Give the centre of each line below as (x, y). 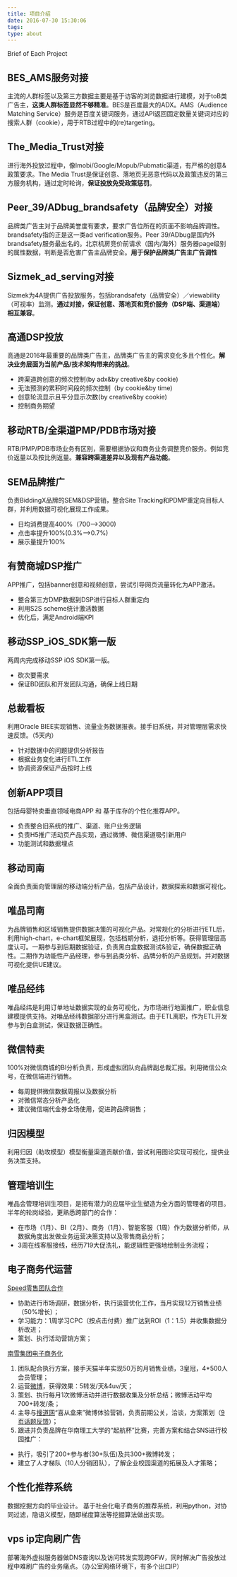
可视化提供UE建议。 (36, 964)
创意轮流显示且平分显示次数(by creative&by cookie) (92, 397)
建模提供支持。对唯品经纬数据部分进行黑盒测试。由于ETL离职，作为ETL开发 (117, 1016)
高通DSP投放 (35, 337)
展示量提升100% (41, 541)
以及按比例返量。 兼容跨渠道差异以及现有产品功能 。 (100, 457)
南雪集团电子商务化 (35, 1353)
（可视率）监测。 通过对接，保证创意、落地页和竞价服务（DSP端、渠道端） (116, 304)
